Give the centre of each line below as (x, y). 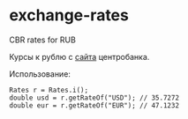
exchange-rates (69, 15)
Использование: (40, 74)
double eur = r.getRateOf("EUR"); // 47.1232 (94, 105)
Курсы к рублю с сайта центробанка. (79, 56)
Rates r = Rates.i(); (49, 90)
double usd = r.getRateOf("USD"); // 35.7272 (94, 98)
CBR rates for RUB (43, 40)
